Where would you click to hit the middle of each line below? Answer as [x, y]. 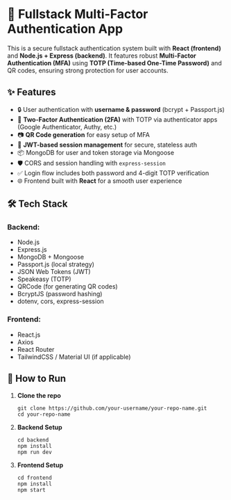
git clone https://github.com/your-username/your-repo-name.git [112, 408]
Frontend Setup [40, 465]
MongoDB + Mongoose [51, 257]
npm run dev [34, 452]
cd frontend [34, 478]
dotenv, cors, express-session [60, 301]
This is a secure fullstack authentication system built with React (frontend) [114, 48]
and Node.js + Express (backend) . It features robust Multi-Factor [102, 56]
